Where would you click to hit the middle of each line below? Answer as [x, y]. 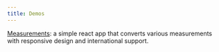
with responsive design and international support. [78, 41]
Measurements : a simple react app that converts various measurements [110, 33]
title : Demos [26, 14]
